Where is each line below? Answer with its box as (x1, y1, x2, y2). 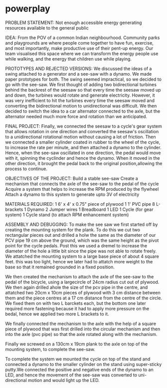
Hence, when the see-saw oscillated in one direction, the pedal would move (5, 150, 161, 156)
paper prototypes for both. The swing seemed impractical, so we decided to (5, 76, 162, 82)
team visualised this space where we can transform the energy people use (5, 51, 159, 57)
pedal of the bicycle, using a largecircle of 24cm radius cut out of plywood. (5, 279, 160, 285)
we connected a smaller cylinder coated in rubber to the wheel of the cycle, (5, 139, 161, 145)
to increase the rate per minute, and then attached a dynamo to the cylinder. (5, 144, 162, 150)
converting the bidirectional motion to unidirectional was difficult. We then (5, 103, 157, 109)
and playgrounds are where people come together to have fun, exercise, (5, 40, 154, 46)
